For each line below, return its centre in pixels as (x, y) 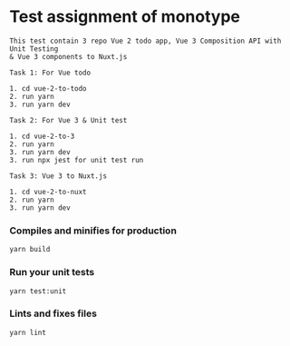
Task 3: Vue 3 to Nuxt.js (58, 176)
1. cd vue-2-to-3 (42, 136)
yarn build (30, 250)
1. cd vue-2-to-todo (48, 88)
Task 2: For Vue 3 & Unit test (68, 120)
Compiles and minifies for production (93, 231)
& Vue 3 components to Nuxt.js (68, 56)
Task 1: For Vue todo (50, 73)
